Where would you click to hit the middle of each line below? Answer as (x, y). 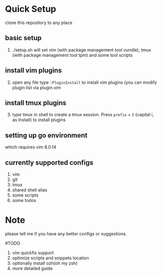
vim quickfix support (33, 252)
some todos (24, 200)
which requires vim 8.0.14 (31, 147)
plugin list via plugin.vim (36, 87)
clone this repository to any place (39, 23)
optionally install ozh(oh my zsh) (45, 263)
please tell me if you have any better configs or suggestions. (66, 233)
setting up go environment (46, 135)
